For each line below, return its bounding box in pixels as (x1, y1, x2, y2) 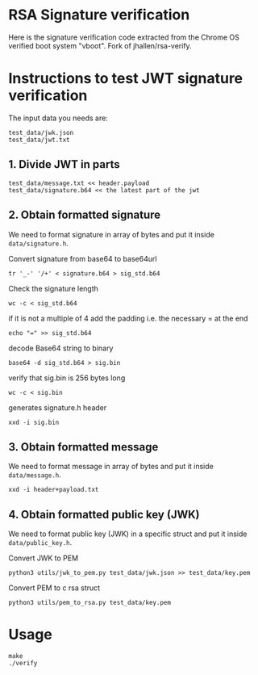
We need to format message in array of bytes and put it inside (8, 462, 214, 472)
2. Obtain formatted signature (8, 208, 161, 222)
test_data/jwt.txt (8, 136, 70, 144)
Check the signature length (8, 283, 99, 293)
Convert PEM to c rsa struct (8, 583, 101, 593)
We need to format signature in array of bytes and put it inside (8, 229, 215, 239)
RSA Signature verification (8, 6, 190, 24)
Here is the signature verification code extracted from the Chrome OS (8, 32, 239, 42)
